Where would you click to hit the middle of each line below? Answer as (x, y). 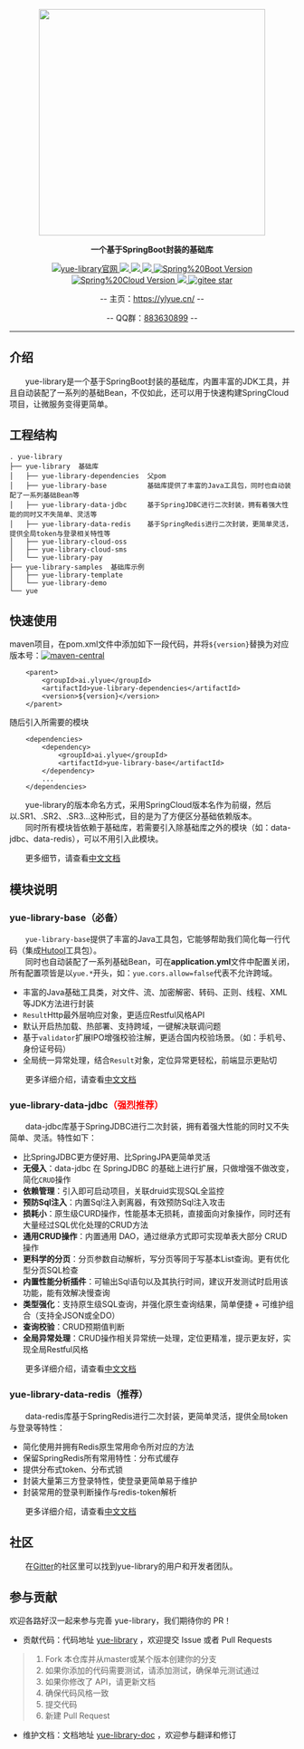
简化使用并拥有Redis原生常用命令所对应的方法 (108, 1446)
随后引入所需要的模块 (49, 722)
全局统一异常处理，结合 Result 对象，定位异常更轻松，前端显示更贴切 (150, 1061)
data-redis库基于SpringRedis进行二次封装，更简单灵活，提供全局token (157, 1416)
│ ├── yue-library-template (66, 575)
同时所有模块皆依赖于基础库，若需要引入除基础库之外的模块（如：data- (158, 828)
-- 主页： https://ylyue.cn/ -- (152, 298)
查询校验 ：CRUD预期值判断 (73, 1327)
